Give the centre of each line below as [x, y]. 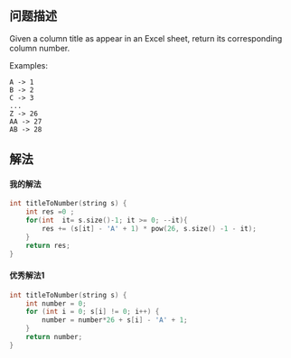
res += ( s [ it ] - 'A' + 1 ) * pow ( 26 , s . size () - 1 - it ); [150, 229]
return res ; [48, 245]
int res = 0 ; [50, 212]
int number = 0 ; [56, 303]
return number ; [54, 337]
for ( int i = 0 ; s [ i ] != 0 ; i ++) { [93, 312]
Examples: [28, 65]
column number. [40, 48]
